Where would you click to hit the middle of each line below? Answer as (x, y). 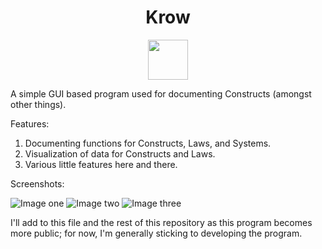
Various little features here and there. (101, 164)
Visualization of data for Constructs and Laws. (120, 153)
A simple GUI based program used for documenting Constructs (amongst (161, 93)
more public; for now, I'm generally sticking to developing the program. (156, 233)
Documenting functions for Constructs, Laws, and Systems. (148, 143)
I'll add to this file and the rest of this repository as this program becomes (161, 222)
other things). (38, 104)
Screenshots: (37, 183)
